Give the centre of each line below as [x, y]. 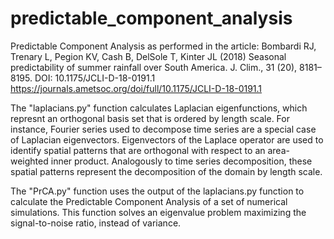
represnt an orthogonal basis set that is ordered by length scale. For [150, 118]
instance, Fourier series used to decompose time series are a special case [163, 129]
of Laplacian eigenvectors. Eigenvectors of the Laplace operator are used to [167, 139]
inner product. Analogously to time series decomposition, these [181, 161]
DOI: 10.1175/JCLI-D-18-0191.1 [95, 78]
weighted [29, 161]
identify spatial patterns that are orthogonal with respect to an [138, 150]
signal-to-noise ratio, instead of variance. [96, 223]
